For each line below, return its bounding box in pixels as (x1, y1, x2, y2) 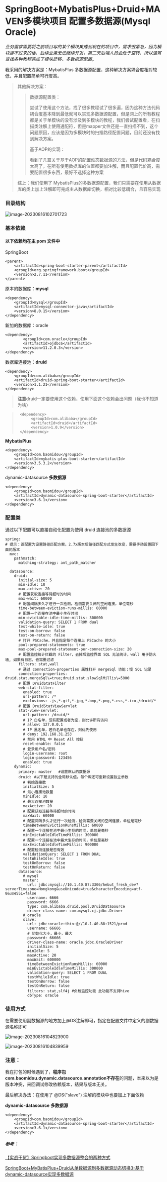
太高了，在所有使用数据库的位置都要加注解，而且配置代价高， (29, 163, 156, 169)
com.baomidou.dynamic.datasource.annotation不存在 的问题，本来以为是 (5, 1075, 159, 1081)
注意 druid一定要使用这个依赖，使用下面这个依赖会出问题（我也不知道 (17, 396, 159, 402)
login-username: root (23, 751, 68, 756)
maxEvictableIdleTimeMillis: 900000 (23, 842, 99, 847)
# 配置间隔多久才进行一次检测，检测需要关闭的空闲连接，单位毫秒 (18, 601, 134, 606)
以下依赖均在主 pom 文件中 (5, 238, 60, 244)
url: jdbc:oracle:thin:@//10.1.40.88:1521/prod (27, 921, 127, 926)
